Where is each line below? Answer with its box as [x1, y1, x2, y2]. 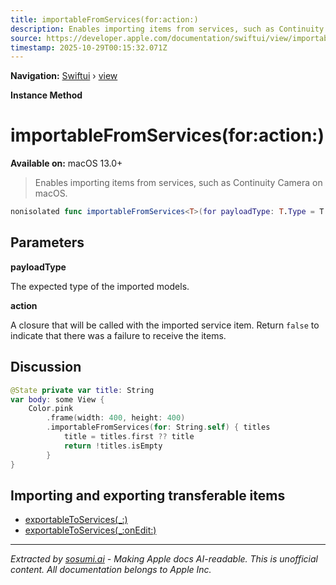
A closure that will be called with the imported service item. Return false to [10, 319, 320, 331]
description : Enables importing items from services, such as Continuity [10, 24, 325, 34]
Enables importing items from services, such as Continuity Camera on [34, 177, 323, 189]
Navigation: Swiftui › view [10, 70, 118, 82]
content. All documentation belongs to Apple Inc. [10, 564, 212, 576]
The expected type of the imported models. [10, 280, 190, 292]
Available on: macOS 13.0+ [10, 157, 123, 170]
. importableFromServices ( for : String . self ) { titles [46, 422, 271, 433]
